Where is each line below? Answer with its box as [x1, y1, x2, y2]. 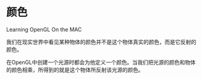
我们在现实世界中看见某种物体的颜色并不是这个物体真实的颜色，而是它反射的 [6, 38, 197, 45]
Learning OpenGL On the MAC [6, 25, 82, 33]
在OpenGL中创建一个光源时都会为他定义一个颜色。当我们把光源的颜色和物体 [6, 58, 196, 66]
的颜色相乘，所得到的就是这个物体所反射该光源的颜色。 [6, 66, 144, 73]
